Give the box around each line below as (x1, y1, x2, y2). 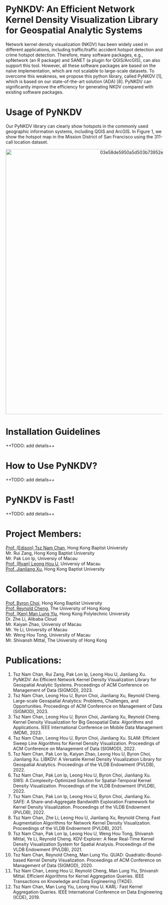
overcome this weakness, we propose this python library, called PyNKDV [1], (5, 73, 163, 79)
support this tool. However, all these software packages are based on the (5, 62, 156, 68)
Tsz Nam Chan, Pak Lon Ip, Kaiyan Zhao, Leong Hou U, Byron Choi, (12, 751, 152, 757)
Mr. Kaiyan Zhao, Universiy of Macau (5, 621, 82, 627)
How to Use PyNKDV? (5, 460, 98, 471)
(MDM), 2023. (12, 730, 42, 736)
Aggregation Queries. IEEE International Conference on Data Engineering (12, 889, 163, 895)
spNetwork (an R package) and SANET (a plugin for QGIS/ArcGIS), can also (5, 57, 161, 63)
